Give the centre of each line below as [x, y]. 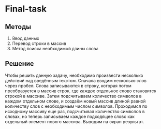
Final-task [26, 9]
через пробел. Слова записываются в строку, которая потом [68, 86]
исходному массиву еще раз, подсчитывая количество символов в [75, 111]
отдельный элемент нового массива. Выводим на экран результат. [74, 121]
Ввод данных [26, 38]
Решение [20, 64]
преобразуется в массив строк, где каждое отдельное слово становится [81, 91]
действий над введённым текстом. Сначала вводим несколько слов [76, 80]
